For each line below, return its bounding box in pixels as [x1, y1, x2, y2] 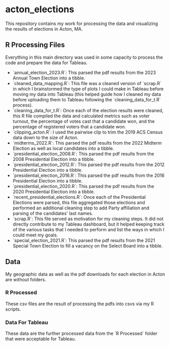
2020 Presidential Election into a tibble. [12, 189, 95, 195]
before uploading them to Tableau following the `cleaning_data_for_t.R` [12, 96, 161, 102]
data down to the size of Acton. [12, 134, 79, 141]
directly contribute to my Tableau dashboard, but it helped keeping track [12, 221, 164, 227]
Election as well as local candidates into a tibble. [12, 145, 115, 151]
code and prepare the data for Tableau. [5, 60, 88, 66]
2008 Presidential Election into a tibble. [12, 156, 95, 162]
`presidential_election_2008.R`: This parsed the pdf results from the [12, 150, 154, 156]
